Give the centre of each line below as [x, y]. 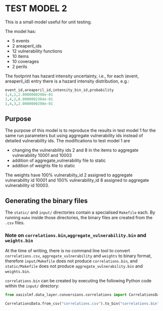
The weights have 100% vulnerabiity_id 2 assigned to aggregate [69, 175]
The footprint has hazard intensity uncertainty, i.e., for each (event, [72, 76]
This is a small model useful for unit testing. [49, 22]
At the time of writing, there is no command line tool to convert [67, 251]
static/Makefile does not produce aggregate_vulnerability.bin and [74, 266]
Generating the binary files [47, 200]
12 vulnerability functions [37, 51]
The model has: [21, 31]
